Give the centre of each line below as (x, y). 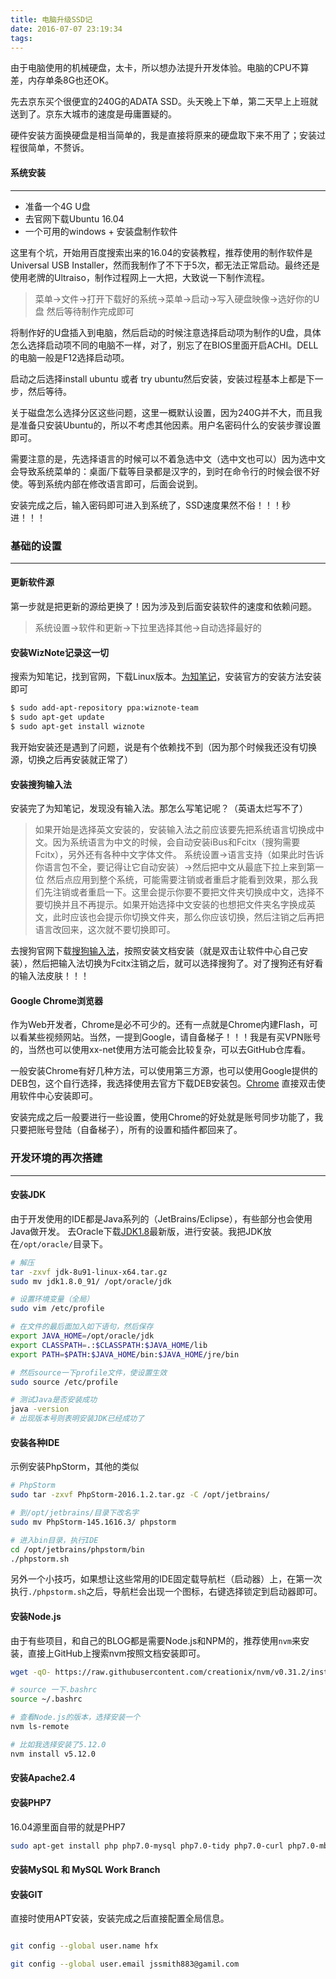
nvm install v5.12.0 (53, 1754)
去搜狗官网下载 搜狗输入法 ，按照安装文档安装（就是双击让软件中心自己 (155, 951)
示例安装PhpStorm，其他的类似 (75, 1467)
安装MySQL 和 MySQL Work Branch (85, 1869)
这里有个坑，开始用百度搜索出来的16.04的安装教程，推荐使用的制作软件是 (161, 252)
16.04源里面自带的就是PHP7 (68, 1827)
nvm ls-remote (40, 1727)
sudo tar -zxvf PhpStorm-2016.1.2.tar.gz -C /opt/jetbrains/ (140, 1495)
